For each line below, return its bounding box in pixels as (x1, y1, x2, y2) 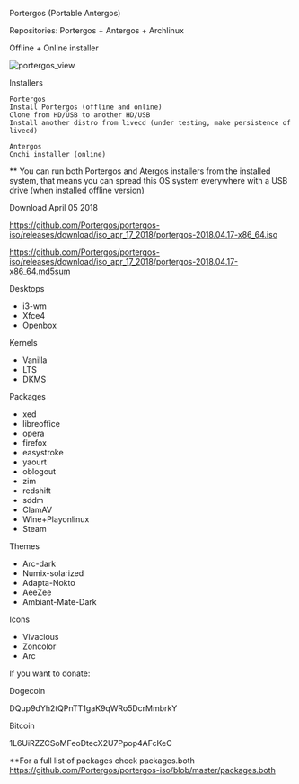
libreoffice (22, 419, 61, 428)
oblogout (22, 466, 57, 476)
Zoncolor (22, 641, 57, 652)
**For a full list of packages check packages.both (9, 755, 195, 766)
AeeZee (22, 587, 52, 598)
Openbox (22, 320, 57, 330)
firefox (22, 437, 48, 448)
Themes (9, 541, 40, 552)
